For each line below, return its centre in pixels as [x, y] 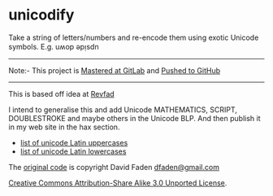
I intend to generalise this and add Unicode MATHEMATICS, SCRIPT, [123, 109]
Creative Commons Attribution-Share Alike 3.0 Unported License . [118, 183]
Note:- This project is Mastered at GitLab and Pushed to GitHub [115, 70]
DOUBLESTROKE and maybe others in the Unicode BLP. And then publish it [134, 118]
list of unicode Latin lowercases [73, 151]
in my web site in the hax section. [64, 127]
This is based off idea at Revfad [62, 94]
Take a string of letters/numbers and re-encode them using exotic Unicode [134, 37]
